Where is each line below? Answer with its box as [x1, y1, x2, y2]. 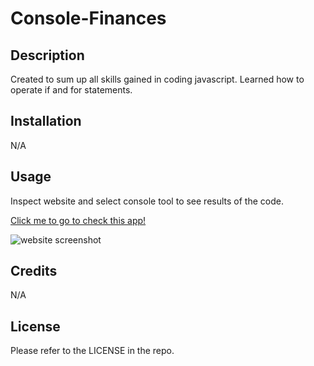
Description [10, 47, 85, 64]
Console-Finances [10, 7, 167, 30]
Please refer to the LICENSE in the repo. [10, 345, 175, 357]
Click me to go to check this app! [10, 214, 147, 226]
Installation [10, 113, 82, 130]
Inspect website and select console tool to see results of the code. [10, 195, 284, 207]
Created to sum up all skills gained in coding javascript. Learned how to [10, 73, 305, 85]
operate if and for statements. [10, 84, 133, 96]
